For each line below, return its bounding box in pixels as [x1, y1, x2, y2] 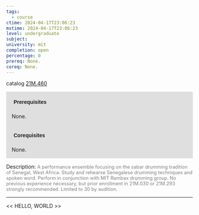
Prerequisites [14, 99, 47, 105]
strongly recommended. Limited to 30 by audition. [6, 186, 118, 192]
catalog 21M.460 [6, 80, 47, 87]
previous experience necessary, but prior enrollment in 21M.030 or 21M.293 [6, 181, 176, 187]
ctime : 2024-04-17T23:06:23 [6, 20, 76, 25]
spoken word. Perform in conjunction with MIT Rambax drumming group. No [6, 175, 176, 181]
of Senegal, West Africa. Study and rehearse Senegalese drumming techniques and [6, 169, 193, 176]
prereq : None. [6, 58, 41, 64]
